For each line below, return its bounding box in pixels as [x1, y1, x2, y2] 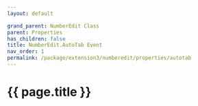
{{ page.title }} [7, 84, 92, 100]
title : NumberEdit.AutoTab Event [7, 42, 103, 49]
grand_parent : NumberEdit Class [7, 22, 99, 30]
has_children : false [7, 35, 66, 42]
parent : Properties [7, 29, 63, 36]
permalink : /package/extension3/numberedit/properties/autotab [7, 54, 192, 62]
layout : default [7, 10, 53, 17]
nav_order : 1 [7, 48, 45, 55]
